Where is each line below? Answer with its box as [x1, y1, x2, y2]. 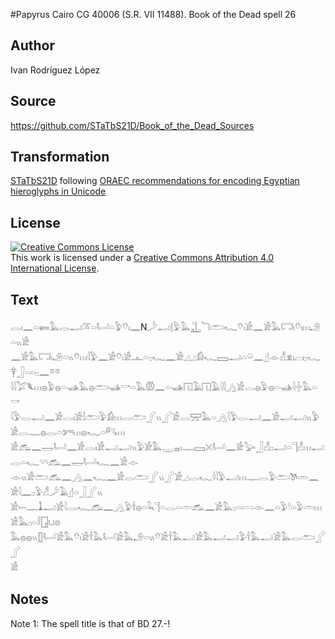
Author [10, 37, 55, 54]
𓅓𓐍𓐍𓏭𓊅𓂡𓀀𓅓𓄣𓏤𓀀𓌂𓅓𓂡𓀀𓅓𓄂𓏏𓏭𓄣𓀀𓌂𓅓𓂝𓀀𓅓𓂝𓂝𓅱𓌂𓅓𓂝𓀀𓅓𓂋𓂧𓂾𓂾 [10, 531, 326, 543]
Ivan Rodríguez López [10, 64, 101, 76]
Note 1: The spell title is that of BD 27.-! [10, 617, 171, 629]
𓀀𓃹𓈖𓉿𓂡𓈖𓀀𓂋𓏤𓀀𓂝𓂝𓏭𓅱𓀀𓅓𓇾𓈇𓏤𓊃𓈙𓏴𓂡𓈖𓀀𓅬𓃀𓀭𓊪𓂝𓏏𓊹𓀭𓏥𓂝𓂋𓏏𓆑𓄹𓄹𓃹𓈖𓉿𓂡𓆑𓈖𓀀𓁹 [10, 441, 325, 453]
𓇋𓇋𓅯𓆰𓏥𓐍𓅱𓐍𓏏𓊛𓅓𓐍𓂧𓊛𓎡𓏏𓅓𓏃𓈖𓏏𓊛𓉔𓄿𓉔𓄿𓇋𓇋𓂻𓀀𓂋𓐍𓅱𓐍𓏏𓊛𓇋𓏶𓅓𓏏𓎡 [10, 381, 318, 393]
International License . [10, 262, 100, 274]
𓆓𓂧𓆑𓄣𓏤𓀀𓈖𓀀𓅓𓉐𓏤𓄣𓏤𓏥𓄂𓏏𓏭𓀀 [200, 321, 321, 333]
